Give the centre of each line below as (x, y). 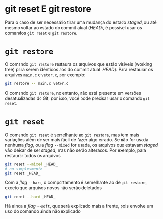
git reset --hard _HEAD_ (30, 197)
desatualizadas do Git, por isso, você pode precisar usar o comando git (78, 98)
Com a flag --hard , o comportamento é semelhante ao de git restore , (76, 183)
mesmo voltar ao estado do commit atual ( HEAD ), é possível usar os (74, 27)
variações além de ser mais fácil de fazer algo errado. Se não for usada (77, 139)
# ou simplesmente (24, 169)
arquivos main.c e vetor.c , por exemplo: (45, 75)
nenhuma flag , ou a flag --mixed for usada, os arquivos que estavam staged (81, 145)
